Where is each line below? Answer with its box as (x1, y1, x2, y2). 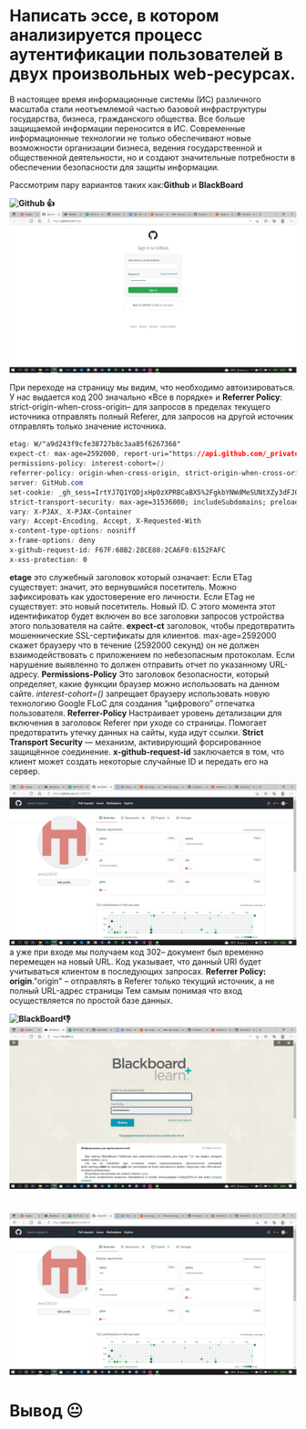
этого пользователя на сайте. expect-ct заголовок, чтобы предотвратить (9, 620, 295, 631)
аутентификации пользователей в (9, 45, 284, 65)
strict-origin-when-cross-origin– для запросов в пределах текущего (9, 402, 271, 412)
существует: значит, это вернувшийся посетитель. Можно (9, 581, 237, 592)
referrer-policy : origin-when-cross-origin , (9, 469, 181, 478)
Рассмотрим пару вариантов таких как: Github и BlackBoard (9, 179, 244, 190)
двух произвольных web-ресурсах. (9, 64, 296, 85)
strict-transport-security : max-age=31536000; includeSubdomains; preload (9, 497, 300, 506)
